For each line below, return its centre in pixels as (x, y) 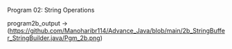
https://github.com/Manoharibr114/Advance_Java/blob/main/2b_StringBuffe (117, 31)
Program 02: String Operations (51, 10)
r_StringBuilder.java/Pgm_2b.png (54, 38)
